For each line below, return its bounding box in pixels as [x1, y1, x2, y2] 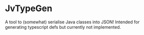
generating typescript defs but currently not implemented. [5, 24, 121, 30]
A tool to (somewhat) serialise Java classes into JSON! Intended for [5, 19, 140, 25]
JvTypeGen [5, 3, 52, 14]
